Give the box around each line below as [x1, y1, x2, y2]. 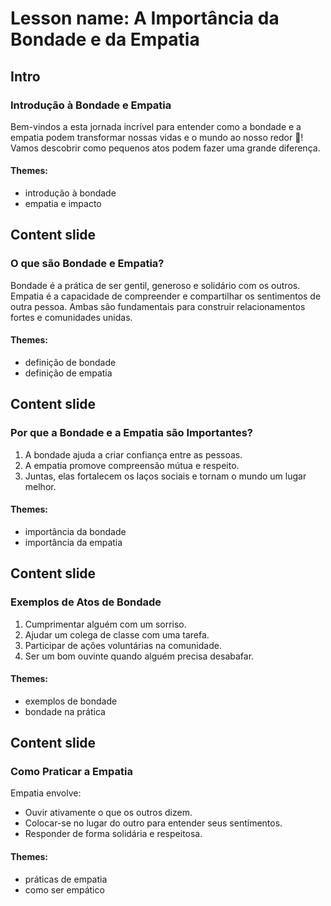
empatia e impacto [24, 198, 102, 210]
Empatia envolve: [10, 787, 82, 799]
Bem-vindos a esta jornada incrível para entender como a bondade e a [10, 120, 302, 132]
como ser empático [24, 883, 105, 896]
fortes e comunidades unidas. [10, 311, 133, 323]
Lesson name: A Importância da [10, 7, 280, 30]
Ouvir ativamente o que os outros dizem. [24, 807, 193, 819]
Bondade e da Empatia [10, 28, 200, 51]
